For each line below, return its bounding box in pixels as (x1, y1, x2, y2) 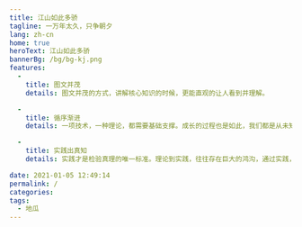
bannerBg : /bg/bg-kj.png (9, 55, 102, 64)
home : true (9, 38, 50, 48)
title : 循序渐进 (25, 113, 81, 123)
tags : (9, 195, 30, 205)
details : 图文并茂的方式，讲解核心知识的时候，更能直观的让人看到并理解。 (25, 88, 270, 97)
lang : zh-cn (9, 30, 54, 39)
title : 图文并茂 (25, 80, 81, 89)
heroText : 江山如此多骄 (9, 47, 90, 56)
